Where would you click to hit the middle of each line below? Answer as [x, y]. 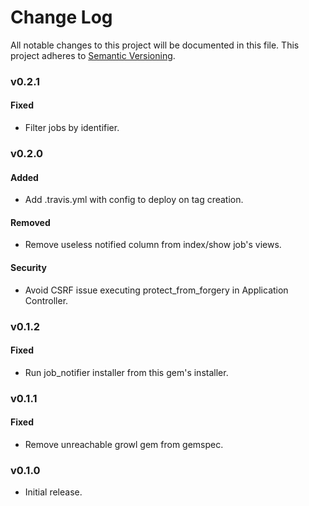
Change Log [61, 17]
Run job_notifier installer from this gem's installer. [126, 372]
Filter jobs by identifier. [72, 128]
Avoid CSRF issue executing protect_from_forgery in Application [156, 290]
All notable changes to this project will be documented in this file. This [155, 45]
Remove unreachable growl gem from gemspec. [124, 444]
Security [28, 267]
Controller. [46, 300]
